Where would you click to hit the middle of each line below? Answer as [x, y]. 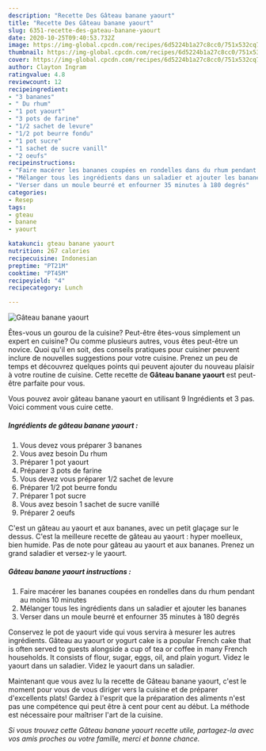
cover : [19, 60]
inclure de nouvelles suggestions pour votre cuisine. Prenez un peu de [123, 358]
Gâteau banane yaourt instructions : [70, 571]
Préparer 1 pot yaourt [54, 462]
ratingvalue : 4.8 [37, 75]
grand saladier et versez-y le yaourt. [68, 554]
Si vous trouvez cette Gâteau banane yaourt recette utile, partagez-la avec [131, 730]
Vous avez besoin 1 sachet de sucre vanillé [89, 504]
